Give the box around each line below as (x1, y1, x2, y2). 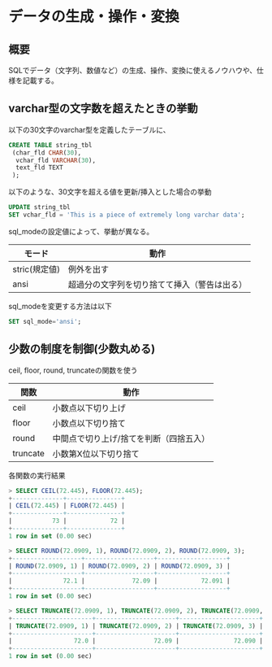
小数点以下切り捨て (52, 417, 126, 429)
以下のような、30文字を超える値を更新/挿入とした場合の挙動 (8, 187, 213, 197)
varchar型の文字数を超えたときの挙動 (8, 102, 198, 116)
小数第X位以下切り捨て (52, 448, 140, 460)
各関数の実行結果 (8, 470, 66, 480)
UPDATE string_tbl (8, 203, 71, 211)
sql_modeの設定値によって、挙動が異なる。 (8, 226, 154, 236)
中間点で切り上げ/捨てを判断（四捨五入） (52, 433, 210, 444)
